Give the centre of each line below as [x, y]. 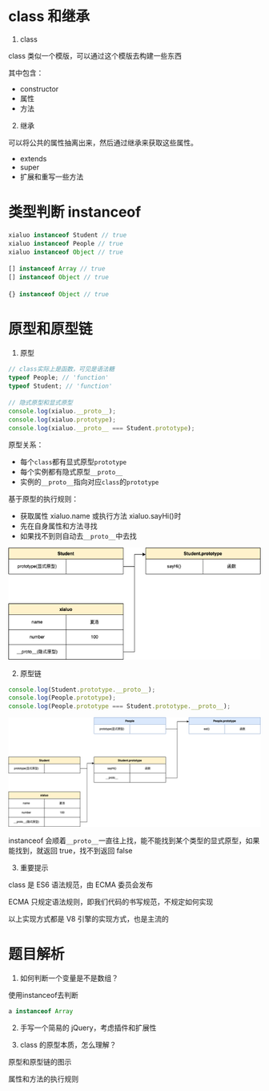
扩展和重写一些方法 [52, 177]
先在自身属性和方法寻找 [58, 526]
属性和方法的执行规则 [43, 1079]
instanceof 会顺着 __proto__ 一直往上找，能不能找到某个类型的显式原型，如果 [134, 841]
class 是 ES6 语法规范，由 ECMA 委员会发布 [81, 885]
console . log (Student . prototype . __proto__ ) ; [82, 690]
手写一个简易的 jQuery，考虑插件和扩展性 [88, 1028]
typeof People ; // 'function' [59, 377]
